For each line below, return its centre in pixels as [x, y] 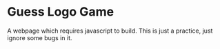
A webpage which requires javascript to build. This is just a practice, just [110, 31]
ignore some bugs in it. [40, 37]
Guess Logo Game [61, 12]
